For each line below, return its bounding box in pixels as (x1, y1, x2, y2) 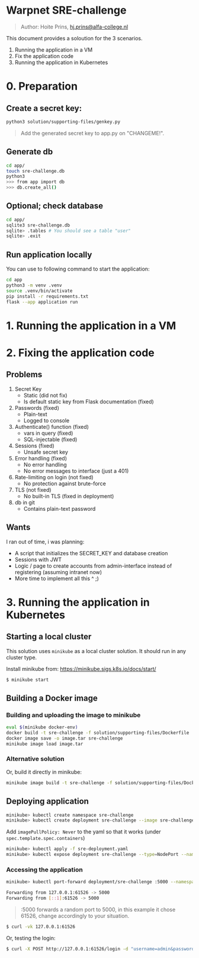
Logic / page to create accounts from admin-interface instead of (14, 562, 172, 569)
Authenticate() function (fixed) (14, 423, 89, 430)
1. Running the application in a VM (6, 319, 176, 332)
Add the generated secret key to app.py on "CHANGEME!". (20, 129, 165, 136)
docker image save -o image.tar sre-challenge (6, 735, 123, 741)
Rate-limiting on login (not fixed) (14, 473, 94, 480)
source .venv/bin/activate (6, 288, 73, 294)
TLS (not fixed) (14, 486, 52, 493)
